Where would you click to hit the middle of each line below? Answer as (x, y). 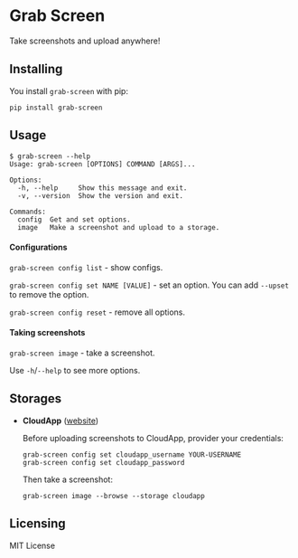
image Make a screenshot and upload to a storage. (119, 227)
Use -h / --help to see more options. (75, 370)
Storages (36, 399)
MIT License (33, 545)
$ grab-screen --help (50, 156)
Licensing (37, 524)
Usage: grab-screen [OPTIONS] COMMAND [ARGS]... (102, 164)
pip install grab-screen (56, 108)
